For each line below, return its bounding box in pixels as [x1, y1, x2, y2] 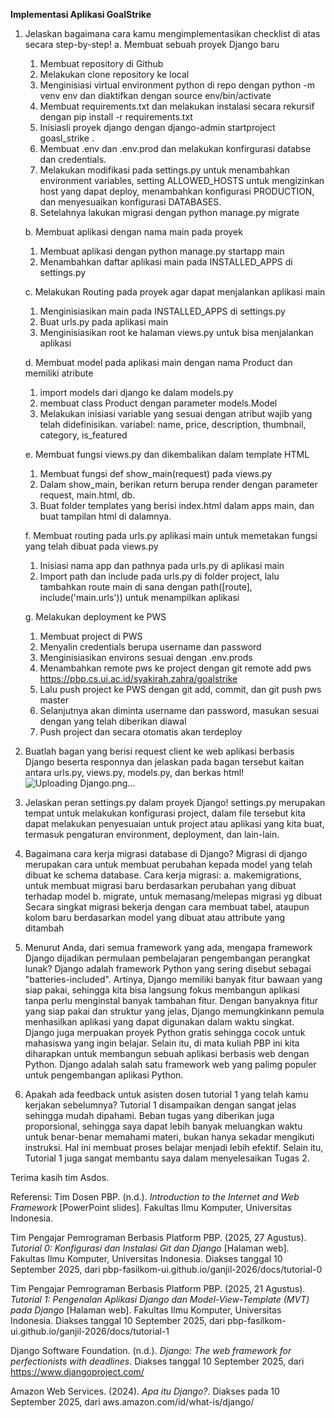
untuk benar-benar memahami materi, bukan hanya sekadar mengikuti [24, 1131, 315, 1143]
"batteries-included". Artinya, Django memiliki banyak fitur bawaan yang [24, 974, 323, 985]
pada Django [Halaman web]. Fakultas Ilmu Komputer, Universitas [10, 1304, 282, 1316]
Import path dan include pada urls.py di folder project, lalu [39, 570, 280, 582]
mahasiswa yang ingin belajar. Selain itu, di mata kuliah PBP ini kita [24, 1037, 300, 1049]
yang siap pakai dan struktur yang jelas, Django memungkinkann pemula [24, 1005, 325, 1017]
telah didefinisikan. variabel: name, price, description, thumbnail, [39, 419, 307, 430]
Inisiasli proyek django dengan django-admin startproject [39, 122, 276, 133]
